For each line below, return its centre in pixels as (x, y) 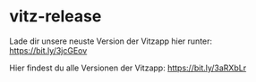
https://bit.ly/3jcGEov (48, 50)
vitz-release (55, 16)
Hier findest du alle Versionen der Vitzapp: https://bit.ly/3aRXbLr (128, 68)
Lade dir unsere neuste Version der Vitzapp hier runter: (111, 41)
